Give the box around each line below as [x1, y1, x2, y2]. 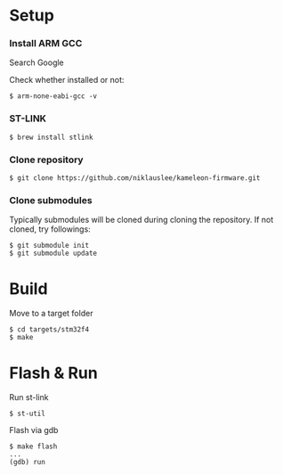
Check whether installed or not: [9, 75, 125, 86]
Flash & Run [9, 363, 98, 383]
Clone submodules [9, 194, 93, 206]
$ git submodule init [9, 242, 90, 250]
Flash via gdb [9, 425, 59, 436]
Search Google [9, 57, 64, 68]
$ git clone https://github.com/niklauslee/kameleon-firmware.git [9, 174, 261, 183]
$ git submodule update [9, 249, 98, 258]
